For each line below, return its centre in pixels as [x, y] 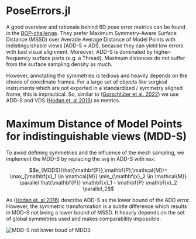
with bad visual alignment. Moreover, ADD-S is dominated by [80, 51]
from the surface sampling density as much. [59, 64]
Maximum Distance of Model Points [94, 124]
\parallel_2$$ [98, 189]
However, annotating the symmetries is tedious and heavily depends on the [97, 75]
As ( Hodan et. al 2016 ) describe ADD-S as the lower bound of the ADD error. [98, 200]
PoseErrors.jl [38, 11]
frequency [18, 58]
